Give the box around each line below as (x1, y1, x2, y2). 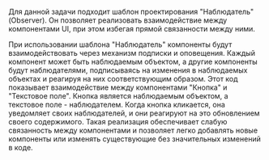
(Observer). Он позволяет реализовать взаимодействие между (8, 15, 228, 25)
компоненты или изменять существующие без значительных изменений (8, 134, 261, 144)
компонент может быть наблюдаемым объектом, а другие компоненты (8, 57, 258, 66)
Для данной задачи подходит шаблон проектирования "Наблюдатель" (8, 7, 254, 16)
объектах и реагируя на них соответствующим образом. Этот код (8, 74, 238, 83)
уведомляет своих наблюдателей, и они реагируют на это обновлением (8, 108, 261, 118)
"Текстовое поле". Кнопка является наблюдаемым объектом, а (8, 91, 228, 100)
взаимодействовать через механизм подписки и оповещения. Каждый (8, 48, 255, 57)
